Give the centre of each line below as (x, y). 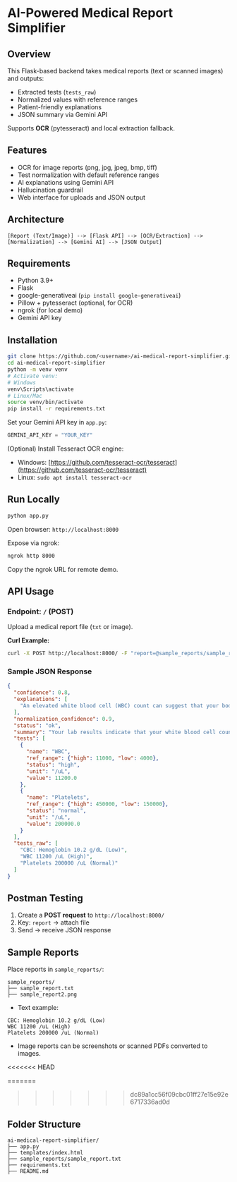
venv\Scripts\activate (41, 389)
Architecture (36, 220)
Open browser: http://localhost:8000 (63, 529)
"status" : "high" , (53, 764)
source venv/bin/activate (45, 402)
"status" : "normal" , (56, 811)
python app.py (28, 516)
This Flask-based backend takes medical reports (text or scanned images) (115, 71)
